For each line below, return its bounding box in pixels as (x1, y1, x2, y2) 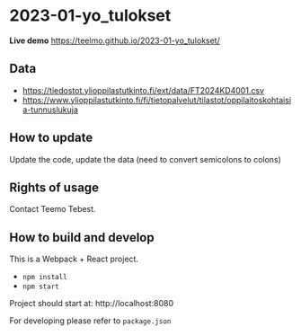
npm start (22, 282, 60, 292)
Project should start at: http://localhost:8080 (9, 298, 173, 309)
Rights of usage (9, 180, 100, 195)
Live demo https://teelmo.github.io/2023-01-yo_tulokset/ (9, 35, 220, 46)
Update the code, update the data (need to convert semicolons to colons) (9, 154, 281, 164)
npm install (22, 273, 67, 282)
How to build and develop (9, 230, 155, 245)
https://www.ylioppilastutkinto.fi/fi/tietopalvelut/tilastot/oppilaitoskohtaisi (22, 94, 292, 105)
